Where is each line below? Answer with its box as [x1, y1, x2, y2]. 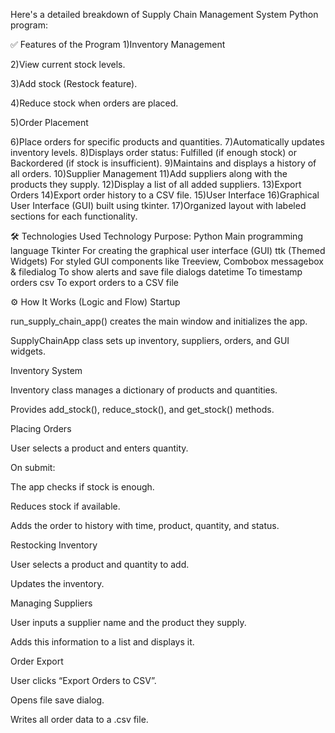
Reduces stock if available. [10, 500, 121, 512]
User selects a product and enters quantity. [10, 442, 189, 454]
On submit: [10, 462, 56, 473]
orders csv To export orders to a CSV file [10, 277, 179, 288]
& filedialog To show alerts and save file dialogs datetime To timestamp [10, 266, 303, 278]
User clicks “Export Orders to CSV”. [10, 675, 157, 686]
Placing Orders [10, 423, 72, 434]
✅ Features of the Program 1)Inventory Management [10, 39, 226, 50]
